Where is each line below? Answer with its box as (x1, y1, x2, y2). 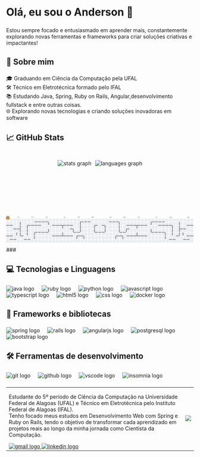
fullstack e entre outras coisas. (6, 101, 82, 109)
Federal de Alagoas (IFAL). (8, 406, 74, 413)
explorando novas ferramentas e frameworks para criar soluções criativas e (6, 33, 192, 41)
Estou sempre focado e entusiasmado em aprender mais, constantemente (6, 27, 187, 34)
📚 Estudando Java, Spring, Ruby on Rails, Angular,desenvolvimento (6, 92, 173, 100)
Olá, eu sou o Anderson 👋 (6, 5, 134, 19)
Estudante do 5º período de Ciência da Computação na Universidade (8, 393, 178, 400)
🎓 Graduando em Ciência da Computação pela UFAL (6, 75, 137, 82)
